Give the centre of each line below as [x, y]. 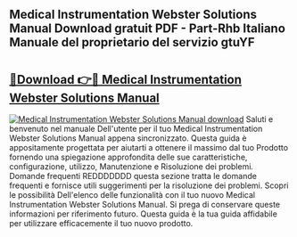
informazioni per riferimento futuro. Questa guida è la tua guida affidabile [144, 214]
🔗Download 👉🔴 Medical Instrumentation [126, 79]
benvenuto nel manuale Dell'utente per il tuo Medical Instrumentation [136, 129]
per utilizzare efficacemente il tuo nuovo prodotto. [101, 223]
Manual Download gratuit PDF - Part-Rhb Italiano [147, 29]
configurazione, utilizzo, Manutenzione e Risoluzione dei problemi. [132, 167]
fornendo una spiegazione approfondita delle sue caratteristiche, [128, 157]
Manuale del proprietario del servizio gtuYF [132, 42]
